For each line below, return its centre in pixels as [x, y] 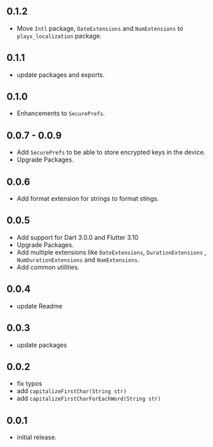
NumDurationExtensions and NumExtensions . [78, 260]
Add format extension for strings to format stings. [88, 199]
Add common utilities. [48, 267]
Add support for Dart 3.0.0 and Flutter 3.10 [78, 237]
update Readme [39, 306]
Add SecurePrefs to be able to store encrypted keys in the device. [111, 152]
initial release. [37, 437]
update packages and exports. [61, 74]
